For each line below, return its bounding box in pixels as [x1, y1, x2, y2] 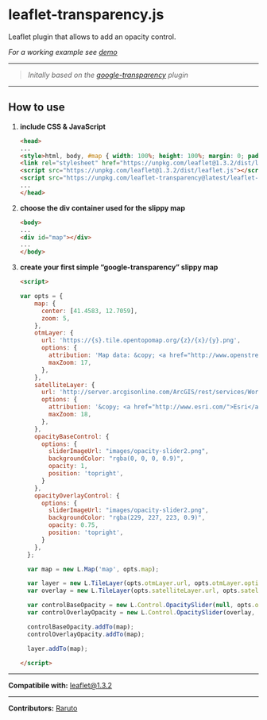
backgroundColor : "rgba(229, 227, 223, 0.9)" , [48, 514, 206, 522]
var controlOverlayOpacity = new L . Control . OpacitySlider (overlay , [27, 609, 256, 617]
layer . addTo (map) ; [27, 645, 88, 652]
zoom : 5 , [41, 314, 71, 323]
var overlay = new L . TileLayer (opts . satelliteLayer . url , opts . [27, 586, 241, 595]
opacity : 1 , [48, 463, 88, 470]
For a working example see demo [8, 47, 118, 56]
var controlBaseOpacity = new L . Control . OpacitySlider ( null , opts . [27, 602, 256, 610]
